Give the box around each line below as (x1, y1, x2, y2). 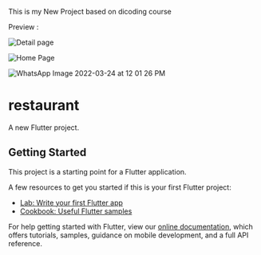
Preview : (8, 22, 39, 31)
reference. (8, 238, 42, 248)
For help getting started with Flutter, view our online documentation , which (8, 222, 254, 231)
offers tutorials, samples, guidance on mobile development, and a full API (8, 230, 249, 240)
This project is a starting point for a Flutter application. (8, 167, 187, 176)
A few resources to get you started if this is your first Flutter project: (8, 182, 231, 192)
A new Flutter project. (8, 123, 80, 132)
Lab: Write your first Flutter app (19, 198, 124, 207)
